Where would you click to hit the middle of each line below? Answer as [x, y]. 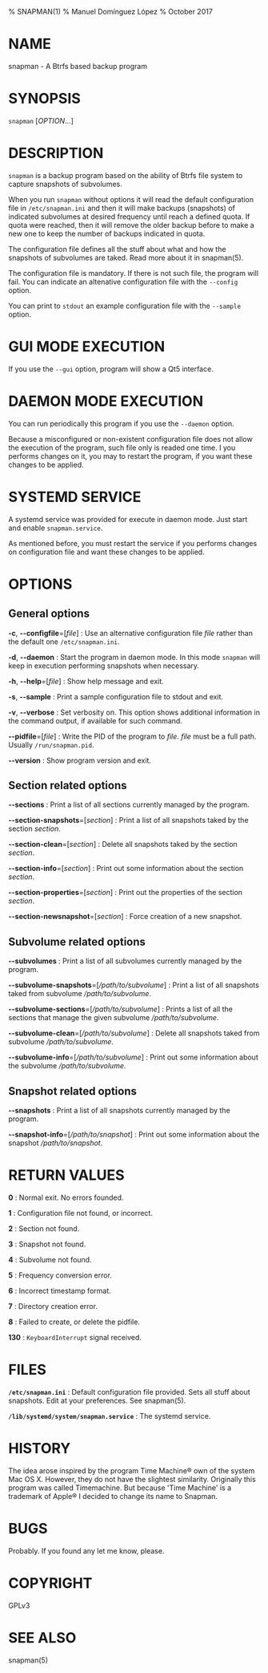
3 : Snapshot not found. [47, 1244]
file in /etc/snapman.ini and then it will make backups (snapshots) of [122, 208]
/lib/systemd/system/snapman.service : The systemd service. [110, 1416]
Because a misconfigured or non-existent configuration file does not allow [131, 439]
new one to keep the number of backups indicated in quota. [107, 233]
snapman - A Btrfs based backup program [78, 66]
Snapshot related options [73, 1091]
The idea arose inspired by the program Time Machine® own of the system [132, 1470]
